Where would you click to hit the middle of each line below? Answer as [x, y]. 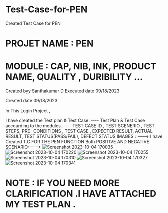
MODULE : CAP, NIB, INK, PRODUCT [81, 67]
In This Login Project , [28, 111]
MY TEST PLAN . [41, 205]
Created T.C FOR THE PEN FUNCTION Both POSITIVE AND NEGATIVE [77, 142]
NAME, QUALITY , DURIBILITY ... [74, 77]
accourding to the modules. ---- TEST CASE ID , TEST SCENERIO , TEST [80, 126]
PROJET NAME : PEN [49, 43]
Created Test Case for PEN [33, 23]
